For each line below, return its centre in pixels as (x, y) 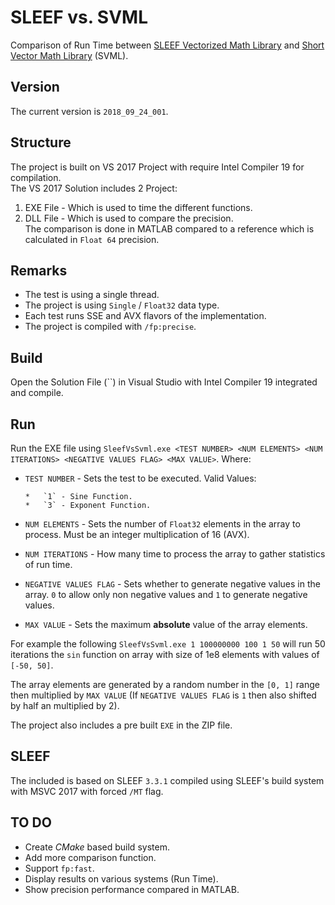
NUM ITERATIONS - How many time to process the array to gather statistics (175, 554)
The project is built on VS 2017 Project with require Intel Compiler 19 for (157, 167)
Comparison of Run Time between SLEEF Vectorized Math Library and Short (167, 45)
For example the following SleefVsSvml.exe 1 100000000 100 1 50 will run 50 (168, 644)
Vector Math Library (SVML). (69, 55)
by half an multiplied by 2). (65, 705)
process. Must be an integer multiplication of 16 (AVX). (137, 534)
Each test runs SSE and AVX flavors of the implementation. (145, 316)
